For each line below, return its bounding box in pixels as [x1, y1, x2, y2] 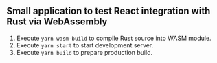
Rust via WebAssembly [6, 16, 108, 28]
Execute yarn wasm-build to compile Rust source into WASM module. [16, 34, 212, 42]
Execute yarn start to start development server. [16, 41, 154, 49]
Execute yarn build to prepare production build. [16, 48, 152, 56]
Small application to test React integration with [6, 5, 211, 17]
